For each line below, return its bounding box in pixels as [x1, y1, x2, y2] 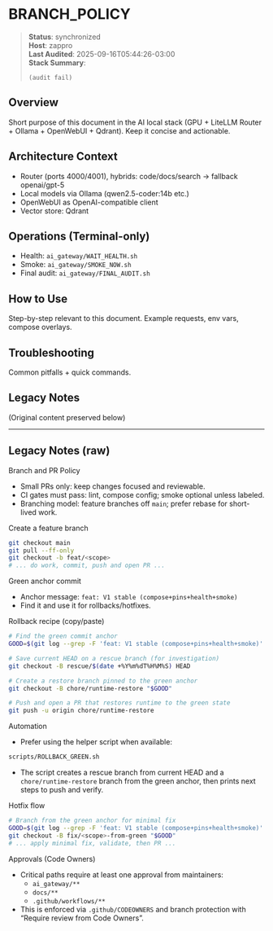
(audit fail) [28, 73, 73, 81]
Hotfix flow [8, 801, 45, 810]
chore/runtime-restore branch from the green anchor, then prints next [19, 776, 256, 786]
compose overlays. [8, 323, 72, 332]
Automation [8, 722, 47, 731]
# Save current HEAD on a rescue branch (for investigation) [8, 654, 220, 662]
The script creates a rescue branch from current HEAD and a [19, 767, 225, 777]
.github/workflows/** [32, 897, 106, 905]
